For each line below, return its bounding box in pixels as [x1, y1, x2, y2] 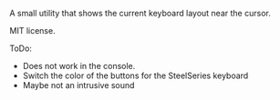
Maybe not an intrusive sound [22, 80, 135, 90]
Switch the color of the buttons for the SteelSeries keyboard [22, 70, 249, 81]
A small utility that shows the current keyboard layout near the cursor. [9, 8, 271, 18]
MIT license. [9, 25, 57, 35]
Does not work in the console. [22, 61, 136, 71]
